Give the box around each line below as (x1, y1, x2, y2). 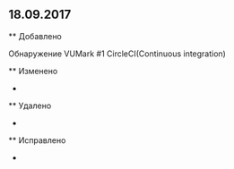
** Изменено (8, 65, 58, 76)
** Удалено (8, 100, 52, 111)
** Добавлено (8, 30, 62, 41)
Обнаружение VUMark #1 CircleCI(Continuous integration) (8, 48, 226, 59)
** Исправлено (8, 134, 66, 146)
